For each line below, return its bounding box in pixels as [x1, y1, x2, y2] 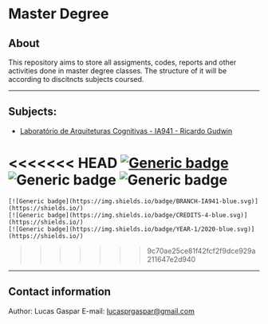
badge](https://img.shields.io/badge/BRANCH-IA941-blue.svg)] [47, 197, 259, 205]
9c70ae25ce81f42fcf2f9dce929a [147, 246, 256, 256]
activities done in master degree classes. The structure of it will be [8, 66, 227, 76]
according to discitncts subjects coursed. [8, 75, 144, 84]
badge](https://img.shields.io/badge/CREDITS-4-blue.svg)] [47, 211, 248, 219]
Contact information [8, 285, 112, 299]
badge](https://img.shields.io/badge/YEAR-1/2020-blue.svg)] [47, 224, 255, 233]
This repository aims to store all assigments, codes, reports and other [8, 57, 237, 67]
